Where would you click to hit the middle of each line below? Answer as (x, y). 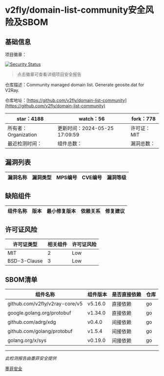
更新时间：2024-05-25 (86, 128)
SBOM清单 (21, 279)
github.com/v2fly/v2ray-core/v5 (45, 304)
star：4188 (30, 119)
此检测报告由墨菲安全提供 (31, 358)
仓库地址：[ (17, 100)
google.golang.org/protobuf (40, 313)
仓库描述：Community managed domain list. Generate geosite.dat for (75, 85)
